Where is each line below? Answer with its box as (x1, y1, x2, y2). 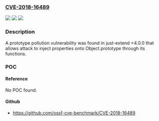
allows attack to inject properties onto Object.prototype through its (5, 45, 145, 51)
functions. (5, 51, 26, 57)
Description (5, 28, 35, 35)
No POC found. (5, 87, 37, 93)
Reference (5, 76, 28, 82)
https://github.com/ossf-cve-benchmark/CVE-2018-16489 (12, 110, 136, 116)
